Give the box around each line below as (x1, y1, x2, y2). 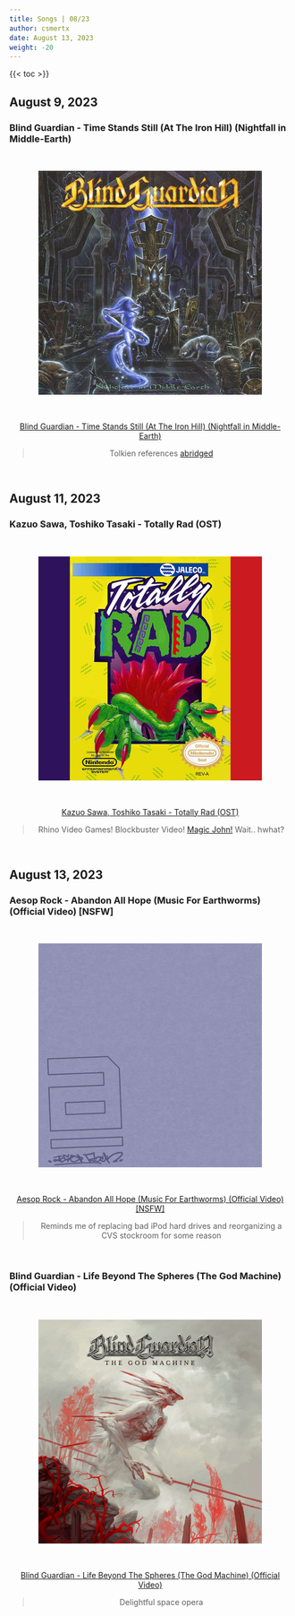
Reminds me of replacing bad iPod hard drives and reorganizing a (40, 1221, 282, 1232)
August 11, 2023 (9, 491, 101, 506)
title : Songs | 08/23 (9, 14, 90, 23)
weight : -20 (9, 43, 54, 52)
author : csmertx (9, 23, 70, 33)
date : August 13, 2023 (9, 33, 94, 42)
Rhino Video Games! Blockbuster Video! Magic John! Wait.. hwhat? (38, 824, 284, 835)
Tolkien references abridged (109, 448, 214, 459)
